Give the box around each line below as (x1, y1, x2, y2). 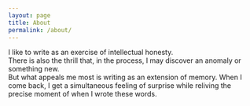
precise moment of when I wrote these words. (8, 90, 157, 99)
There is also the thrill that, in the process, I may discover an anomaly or (8, 56, 241, 65)
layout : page (8, 11, 51, 20)
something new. (8, 64, 60, 74)
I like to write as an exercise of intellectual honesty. (8, 48, 174, 57)
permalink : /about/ (8, 26, 72, 34)
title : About (8, 19, 51, 27)
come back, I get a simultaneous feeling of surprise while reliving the (8, 81, 232, 90)
